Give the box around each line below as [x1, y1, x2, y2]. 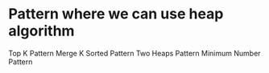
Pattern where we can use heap [8, 5, 224, 23]
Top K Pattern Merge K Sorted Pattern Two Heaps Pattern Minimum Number [8, 48, 261, 58]
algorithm [8, 22, 75, 40]
